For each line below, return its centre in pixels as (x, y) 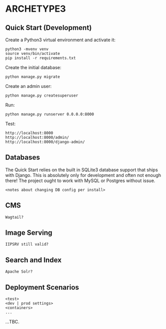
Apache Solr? (19, 272)
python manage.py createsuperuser (42, 96)
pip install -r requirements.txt (41, 58)
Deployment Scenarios (42, 287)
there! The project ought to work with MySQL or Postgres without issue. (80, 181)
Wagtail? (14, 217)
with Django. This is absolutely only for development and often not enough (83, 175)
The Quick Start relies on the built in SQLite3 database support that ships (82, 170)
